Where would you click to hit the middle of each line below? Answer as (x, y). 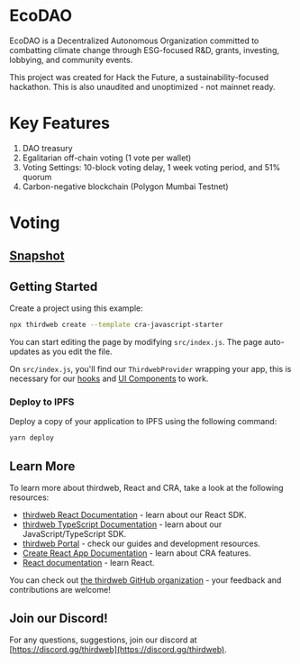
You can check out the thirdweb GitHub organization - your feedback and (145, 580)
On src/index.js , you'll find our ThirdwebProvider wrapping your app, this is (150, 369)
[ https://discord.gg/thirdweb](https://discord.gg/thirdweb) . (118, 649)
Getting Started (54, 286)
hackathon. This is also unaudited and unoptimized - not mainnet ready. (143, 86)
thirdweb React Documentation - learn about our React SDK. (134, 515)
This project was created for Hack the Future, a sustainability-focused (139, 77)
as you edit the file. (77, 351)
